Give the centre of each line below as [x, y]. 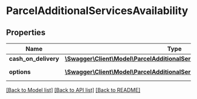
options [20, 72]
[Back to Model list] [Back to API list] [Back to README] [73, 90]
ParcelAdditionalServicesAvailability [97, 11]
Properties [26, 33]
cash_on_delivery [34, 59]
